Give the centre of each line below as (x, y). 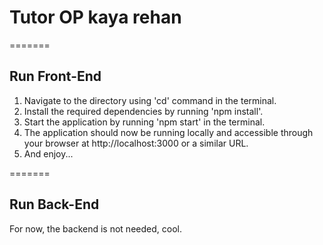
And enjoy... (48, 153)
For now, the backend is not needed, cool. (95, 228)
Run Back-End (54, 204)
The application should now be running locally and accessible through (168, 132)
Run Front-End (55, 76)
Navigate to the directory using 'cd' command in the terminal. (150, 100)
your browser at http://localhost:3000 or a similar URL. (136, 143)
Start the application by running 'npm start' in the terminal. (144, 122)
